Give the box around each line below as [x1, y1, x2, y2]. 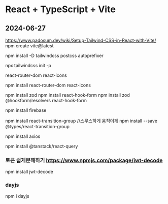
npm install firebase [5, 107, 47, 113]
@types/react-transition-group [5, 124, 70, 129]
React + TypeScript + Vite [5, 4, 116, 15]
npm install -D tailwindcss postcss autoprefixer [5, 52, 104, 59]
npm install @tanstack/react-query [5, 143, 78, 149]
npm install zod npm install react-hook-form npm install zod [5, 92, 130, 98]
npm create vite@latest [5, 43, 54, 49]
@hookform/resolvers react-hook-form [5, 98, 87, 103]
